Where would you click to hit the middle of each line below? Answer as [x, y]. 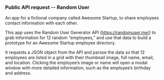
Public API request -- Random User [47, 7]
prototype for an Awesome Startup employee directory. [61, 43]
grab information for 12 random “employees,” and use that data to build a [78, 38]
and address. [18, 73]
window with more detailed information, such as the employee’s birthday [78, 68]
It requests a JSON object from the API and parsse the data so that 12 [75, 52]
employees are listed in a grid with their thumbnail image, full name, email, [80, 58]
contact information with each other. [41, 23]
